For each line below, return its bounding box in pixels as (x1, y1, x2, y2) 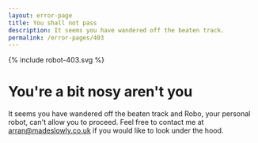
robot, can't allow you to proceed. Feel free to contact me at (8, 118, 204, 127)
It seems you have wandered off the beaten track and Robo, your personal (8, 109, 251, 119)
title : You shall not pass (8, 19, 97, 27)
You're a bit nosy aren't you (8, 83, 193, 101)
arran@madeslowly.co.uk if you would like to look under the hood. (8, 126, 224, 135)
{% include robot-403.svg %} (8, 55, 105, 65)
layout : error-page (8, 11, 73, 20)
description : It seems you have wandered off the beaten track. (8, 26, 225, 34)
